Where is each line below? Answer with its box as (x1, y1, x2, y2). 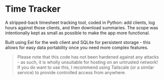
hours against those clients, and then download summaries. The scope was (5, 24, 159, 30)
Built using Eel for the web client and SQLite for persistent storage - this (5, 39, 151, 45)
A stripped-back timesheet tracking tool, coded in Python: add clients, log (5, 20, 155, 25)
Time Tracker (5, 3, 61, 15)
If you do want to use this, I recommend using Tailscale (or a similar (17, 64, 154, 70)
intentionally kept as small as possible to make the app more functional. (5, 30, 150, 36)
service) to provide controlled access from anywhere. (17, 69, 127, 75)
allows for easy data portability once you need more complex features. (5, 44, 149, 50)
